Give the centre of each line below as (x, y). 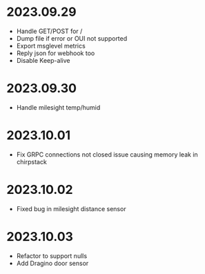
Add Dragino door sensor (52, 263)
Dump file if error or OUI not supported (72, 38)
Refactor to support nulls (52, 255)
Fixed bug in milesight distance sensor (71, 208)
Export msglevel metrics (51, 46)
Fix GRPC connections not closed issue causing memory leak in (107, 154)
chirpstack (32, 162)
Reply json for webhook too (56, 53)
